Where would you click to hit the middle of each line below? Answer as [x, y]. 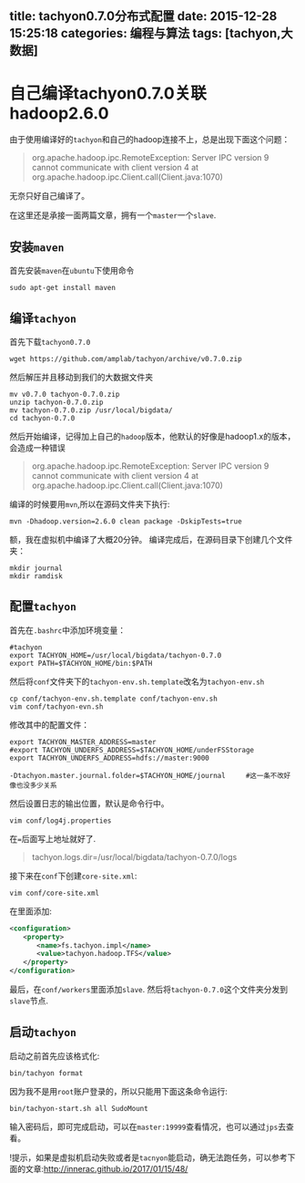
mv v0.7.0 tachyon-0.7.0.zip [65, 394]
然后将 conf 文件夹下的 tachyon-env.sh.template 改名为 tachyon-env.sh [137, 681]
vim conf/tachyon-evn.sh [56, 706]
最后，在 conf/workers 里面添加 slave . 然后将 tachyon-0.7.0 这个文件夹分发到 [149, 990]
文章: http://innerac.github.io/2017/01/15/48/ [107, 1168]
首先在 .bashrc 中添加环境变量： [68, 630]
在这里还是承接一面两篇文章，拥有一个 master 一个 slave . [113, 215]
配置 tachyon [43, 606]
